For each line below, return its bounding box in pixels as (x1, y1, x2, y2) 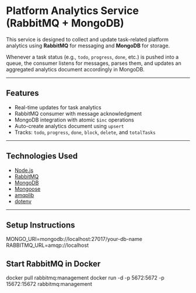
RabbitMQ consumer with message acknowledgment (14, 110, 142, 117)
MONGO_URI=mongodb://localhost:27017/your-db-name (6, 236, 143, 243)
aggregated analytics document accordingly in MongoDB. (6, 66, 145, 73)
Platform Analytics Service (6, 4, 139, 18)
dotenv (14, 198, 32, 205)
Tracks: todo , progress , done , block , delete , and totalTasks (14, 129, 156, 136)
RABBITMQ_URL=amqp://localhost (6, 242, 89, 249)
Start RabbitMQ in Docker (6, 258, 101, 268)
